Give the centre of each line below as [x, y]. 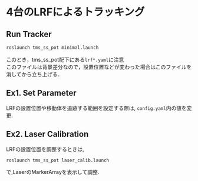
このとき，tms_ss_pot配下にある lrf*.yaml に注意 [65, 59]
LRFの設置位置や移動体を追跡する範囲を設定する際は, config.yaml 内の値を [96, 108]
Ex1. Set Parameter [41, 93]
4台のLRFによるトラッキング [75, 12]
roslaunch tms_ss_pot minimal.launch [52, 48]
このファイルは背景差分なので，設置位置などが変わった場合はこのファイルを [99, 67]
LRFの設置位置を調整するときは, [45, 149]
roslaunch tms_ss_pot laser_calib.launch [58, 160]
